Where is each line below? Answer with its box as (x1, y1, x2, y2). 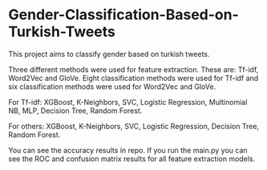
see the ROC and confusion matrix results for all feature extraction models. (8, 154, 256, 164)
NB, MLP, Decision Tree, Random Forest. (8, 106, 143, 115)
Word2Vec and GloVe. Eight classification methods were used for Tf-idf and (8, 73, 259, 83)
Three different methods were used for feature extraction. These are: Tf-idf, (8, 64, 259, 74)
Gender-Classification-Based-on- (8, 6, 239, 24)
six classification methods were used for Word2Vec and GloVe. (8, 82, 216, 91)
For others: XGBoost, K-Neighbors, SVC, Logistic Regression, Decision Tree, (8, 121, 259, 131)
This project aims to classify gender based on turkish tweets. (8, 49, 210, 59)
